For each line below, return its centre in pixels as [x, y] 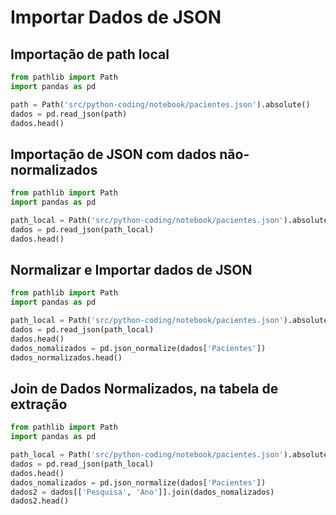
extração [39, 404]
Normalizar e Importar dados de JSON [131, 269]
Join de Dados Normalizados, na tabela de [144, 388]
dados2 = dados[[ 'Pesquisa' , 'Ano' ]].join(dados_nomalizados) [142, 492]
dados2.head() [40, 501]
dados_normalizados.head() [66, 357]
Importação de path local [90, 54]
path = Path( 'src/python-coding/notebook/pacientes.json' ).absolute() [160, 104]
